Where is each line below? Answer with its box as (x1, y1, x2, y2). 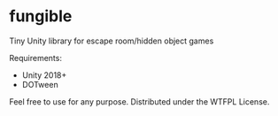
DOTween (21, 79, 59, 89)
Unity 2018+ (21, 69, 67, 81)
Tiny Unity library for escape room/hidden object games (9, 35, 214, 46)
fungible (9, 6, 73, 27)
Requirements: (9, 52, 62, 63)
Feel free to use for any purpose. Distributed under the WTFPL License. (9, 96, 270, 107)
